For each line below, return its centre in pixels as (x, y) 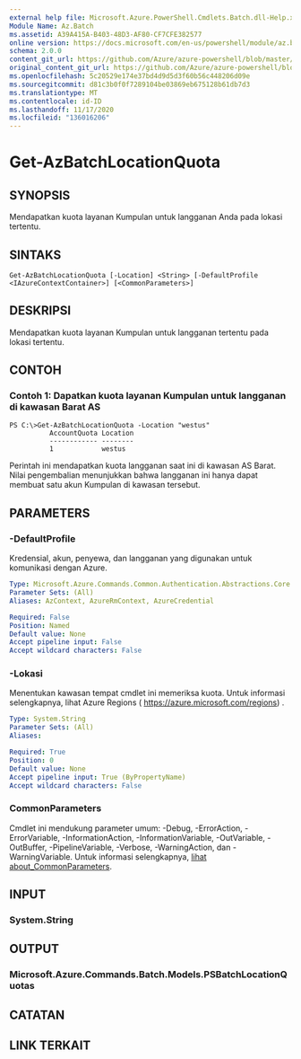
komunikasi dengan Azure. (58, 568)
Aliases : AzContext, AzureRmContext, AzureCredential (112, 601)
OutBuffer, (28, 847)
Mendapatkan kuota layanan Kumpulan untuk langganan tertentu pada (139, 332)
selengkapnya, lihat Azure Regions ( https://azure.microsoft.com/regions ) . (147, 702)
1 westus (87, 449)
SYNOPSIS (40, 195)
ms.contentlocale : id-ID (56, 101)
